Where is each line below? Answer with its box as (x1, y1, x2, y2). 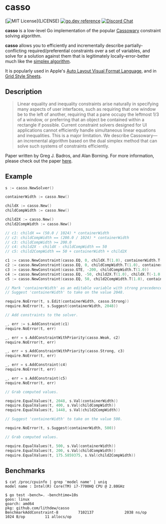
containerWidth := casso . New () (5, 194, 70, 200)
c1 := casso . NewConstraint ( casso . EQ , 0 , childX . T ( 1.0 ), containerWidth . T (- (5, 258, 165, 263)
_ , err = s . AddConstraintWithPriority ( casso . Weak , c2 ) (5, 335, 121, 340)
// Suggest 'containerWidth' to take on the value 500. (5, 417, 123, 422)
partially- (124, 42, 143, 48)
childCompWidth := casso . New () (5, 208, 70, 213)
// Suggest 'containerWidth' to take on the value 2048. (5, 290, 125, 295)
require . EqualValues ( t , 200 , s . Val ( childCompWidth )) (5, 448, 116, 453)
